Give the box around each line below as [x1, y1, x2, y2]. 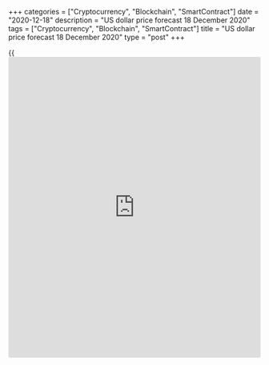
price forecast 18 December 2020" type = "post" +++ [8, 32, 186, 42]
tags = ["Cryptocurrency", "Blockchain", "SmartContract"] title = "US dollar [8, 24, 255, 33]
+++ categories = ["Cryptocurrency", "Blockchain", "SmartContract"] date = [8, 7, 259, 16]
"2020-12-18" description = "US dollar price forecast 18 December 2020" [8, 15, 251, 25]
